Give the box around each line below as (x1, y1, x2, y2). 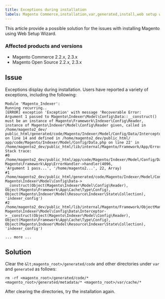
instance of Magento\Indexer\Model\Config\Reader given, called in (5, 122, 146, 128)
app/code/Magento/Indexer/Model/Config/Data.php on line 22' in (5, 140, 139, 145)
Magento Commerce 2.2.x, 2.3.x (12, 54, 78, 60)
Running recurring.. (5, 105, 48, 111)
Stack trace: (5, 149, 32, 153)
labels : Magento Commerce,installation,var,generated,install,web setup (5, 12, 157, 17)
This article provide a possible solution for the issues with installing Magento (5, 25, 160, 31)
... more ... (5, 235, 32, 239)
